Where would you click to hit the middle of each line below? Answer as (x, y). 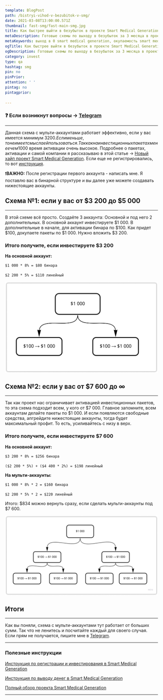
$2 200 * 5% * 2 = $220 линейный (39, 494)
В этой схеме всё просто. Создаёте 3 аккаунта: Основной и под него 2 (79, 217)
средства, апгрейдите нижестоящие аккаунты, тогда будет (66, 418)
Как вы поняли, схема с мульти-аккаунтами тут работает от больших (77, 625)
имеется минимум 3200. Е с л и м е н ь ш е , (45, 138)
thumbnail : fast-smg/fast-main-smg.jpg (45, 26)
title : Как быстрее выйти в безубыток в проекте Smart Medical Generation (82, 31)
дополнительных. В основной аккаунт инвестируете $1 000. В (69, 222)
